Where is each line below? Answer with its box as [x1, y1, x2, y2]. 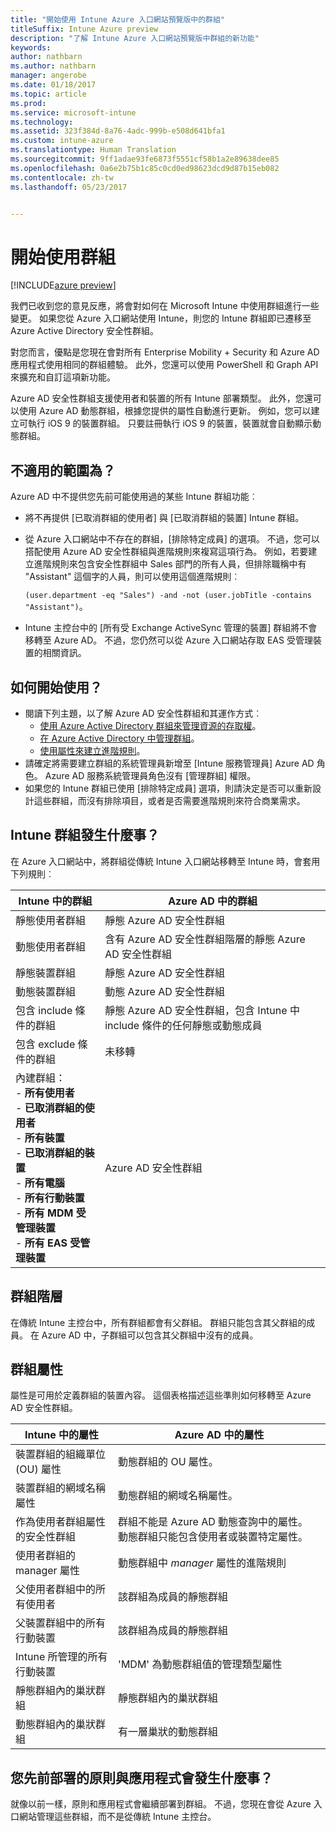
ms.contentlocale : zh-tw [10, 172, 114, 183]
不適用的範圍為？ [10, 462, 116, 479]
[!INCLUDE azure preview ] [10, 279, 117, 291]
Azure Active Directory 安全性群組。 [10, 325, 159, 337]
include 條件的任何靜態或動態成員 [104, 1018, 263, 1032]
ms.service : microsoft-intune [10, 107, 137, 118]
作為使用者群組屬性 [15, 1515, 107, 1529]
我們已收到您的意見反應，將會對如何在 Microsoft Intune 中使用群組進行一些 [10, 300, 320, 312]
